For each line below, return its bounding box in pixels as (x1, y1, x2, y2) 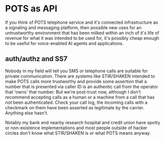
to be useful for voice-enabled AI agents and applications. (5, 40, 124, 46)
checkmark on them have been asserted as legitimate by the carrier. (5, 104, 145, 110)
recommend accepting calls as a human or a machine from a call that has (5, 94, 155, 100)
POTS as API (5, 3, 57, 14)
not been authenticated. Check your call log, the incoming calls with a (5, 99, 148, 105)
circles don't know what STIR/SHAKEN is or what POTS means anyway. (5, 130, 151, 136)
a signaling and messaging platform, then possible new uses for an (5, 24, 142, 30)
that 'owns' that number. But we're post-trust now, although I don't (5, 89, 141, 94)
